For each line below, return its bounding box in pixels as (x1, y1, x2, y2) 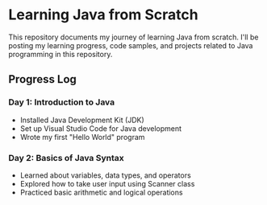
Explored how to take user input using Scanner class (19, 178, 195, 188)
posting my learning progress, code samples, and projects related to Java (8, 40, 253, 50)
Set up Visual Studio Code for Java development (19, 123, 182, 133)
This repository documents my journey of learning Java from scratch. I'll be (8, 32, 259, 42)
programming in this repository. (8, 49, 113, 59)
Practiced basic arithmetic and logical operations (19, 187, 183, 197)
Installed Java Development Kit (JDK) (19, 115, 144, 125)
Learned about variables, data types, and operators (19, 170, 191, 180)
